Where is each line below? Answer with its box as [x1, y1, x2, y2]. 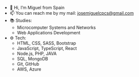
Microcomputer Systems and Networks [17, 25, 96, 30]
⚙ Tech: [9, 35, 26, 41]
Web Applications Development [17, 30, 80, 35]
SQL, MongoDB [17, 56, 48, 61]
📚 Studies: [9, 18, 32, 23]
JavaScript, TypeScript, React [17, 46, 77, 51]
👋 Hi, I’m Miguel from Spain [9, 5, 65, 10]
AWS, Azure [17, 66, 41, 72]
